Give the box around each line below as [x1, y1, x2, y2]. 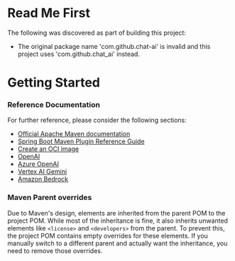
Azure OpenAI [17, 160, 59, 168]
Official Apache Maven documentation [17, 130, 131, 138]
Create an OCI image [17, 145, 80, 153]
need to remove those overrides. [7, 246, 103, 255]
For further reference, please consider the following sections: [7, 116, 187, 125]
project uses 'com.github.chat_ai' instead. [17, 50, 141, 58]
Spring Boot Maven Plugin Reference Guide [17, 137, 145, 146]
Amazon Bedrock [17, 175, 69, 184]
